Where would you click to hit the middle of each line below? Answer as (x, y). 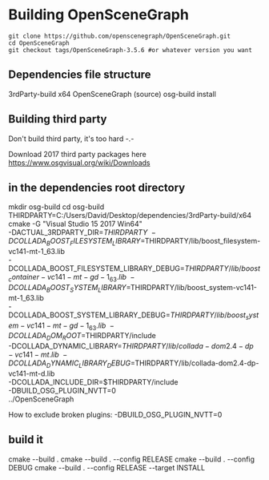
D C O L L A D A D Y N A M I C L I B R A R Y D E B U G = (72, 364)
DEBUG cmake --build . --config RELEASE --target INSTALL (107, 467)
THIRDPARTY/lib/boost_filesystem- (203, 241)
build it (26, 440)
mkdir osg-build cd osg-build (56, 207)
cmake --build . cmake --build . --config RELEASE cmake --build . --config (131, 459)
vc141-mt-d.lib (32, 373)
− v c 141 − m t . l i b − (38, 355)
